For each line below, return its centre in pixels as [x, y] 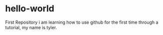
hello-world [30, 9]
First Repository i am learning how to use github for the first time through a [82, 22]
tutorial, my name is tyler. [31, 27]
